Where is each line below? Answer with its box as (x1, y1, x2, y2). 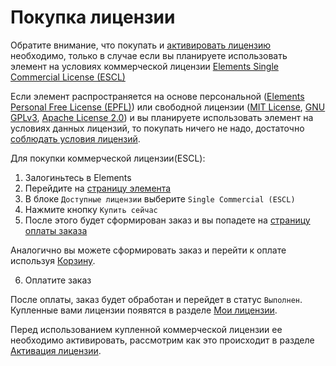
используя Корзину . (10, 254, 96, 266)
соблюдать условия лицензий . (10, 132, 141, 145)
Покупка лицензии (10, 6, 176, 29)
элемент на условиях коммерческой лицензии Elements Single (10, 60, 279, 72)
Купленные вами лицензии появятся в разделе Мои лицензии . (10, 304, 278, 316)
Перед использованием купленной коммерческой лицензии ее (10, 323, 283, 335)
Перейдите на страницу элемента (24, 182, 172, 194)
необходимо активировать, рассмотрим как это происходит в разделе (10, 334, 315, 346)
